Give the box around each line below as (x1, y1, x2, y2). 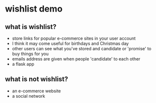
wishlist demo (5, 3, 63, 15)
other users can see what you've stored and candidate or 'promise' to (12, 46, 152, 51)
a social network (12, 93, 45, 99)
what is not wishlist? (5, 75, 68, 83)
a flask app (12, 61, 35, 67)
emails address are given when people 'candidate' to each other (12, 56, 140, 61)
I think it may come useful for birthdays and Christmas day (12, 41, 129, 46)
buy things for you (12, 51, 49, 57)
